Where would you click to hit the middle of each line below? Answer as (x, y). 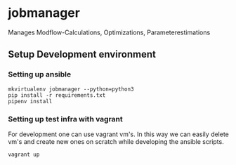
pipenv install (30, 101)
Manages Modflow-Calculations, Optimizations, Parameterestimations (109, 32)
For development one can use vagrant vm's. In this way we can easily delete (118, 134)
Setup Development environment (82, 54)
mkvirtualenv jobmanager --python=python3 (71, 89)
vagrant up (24, 154)
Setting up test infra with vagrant (66, 119)
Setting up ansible (40, 74)
